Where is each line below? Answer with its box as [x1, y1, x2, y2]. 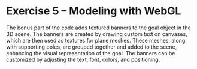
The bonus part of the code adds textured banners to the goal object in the [6, 24, 192, 31]
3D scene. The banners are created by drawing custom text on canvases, [6, 30, 187, 37]
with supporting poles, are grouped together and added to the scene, [6, 43, 177, 50]
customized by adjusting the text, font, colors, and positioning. [6, 56, 160, 63]
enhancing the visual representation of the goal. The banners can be [6, 49, 175, 56]
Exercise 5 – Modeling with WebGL [6, 4, 181, 18]
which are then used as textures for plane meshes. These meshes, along [6, 37, 186, 44]
